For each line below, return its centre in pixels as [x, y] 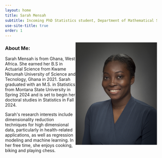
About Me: [18, 48]
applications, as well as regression [39, 135]
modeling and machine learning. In [39, 140]
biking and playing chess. [30, 151]
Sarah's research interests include [39, 114]
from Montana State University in [38, 90]
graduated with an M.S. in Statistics [40, 84]
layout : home [18, 10]
